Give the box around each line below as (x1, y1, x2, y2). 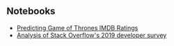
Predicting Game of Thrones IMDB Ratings (16, 23, 139, 32)
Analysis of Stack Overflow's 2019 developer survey (16, 31, 167, 39)
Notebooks (6, 5, 56, 17)
